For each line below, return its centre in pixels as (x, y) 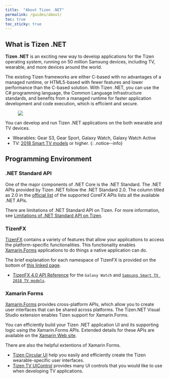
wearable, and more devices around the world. (54, 67)
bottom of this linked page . (33, 265)
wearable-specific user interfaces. (48, 360)
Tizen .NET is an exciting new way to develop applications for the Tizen (80, 56)
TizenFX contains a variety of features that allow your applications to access (85, 240)
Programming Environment (48, 159)
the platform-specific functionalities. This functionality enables (70, 245)
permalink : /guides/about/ (34, 15)
